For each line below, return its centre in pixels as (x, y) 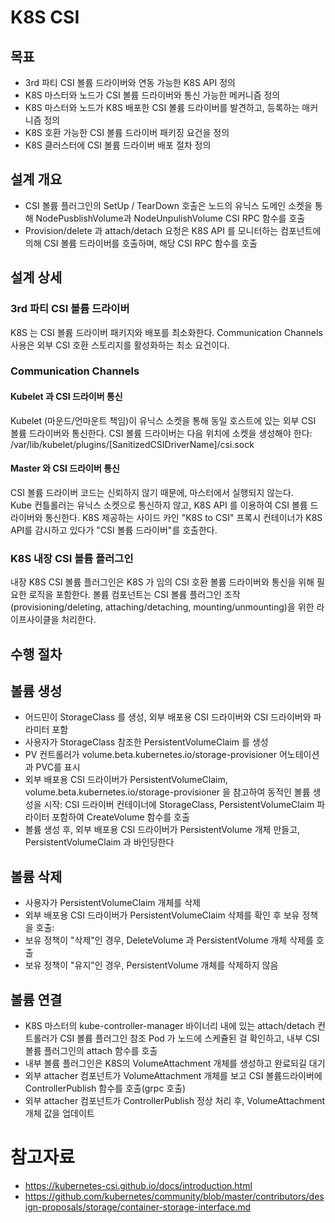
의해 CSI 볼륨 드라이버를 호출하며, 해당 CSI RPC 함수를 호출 (141, 243)
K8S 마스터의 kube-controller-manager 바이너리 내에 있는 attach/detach (170, 1025)
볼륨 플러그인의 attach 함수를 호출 (91, 1050)
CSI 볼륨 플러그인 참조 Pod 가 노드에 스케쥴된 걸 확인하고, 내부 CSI (189, 1038)
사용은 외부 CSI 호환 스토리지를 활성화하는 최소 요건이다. (120, 345)
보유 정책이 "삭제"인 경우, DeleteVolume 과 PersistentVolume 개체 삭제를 (169, 940)
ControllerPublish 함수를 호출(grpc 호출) (105, 1088)
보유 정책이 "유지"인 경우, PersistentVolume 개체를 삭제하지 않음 (151, 965)
